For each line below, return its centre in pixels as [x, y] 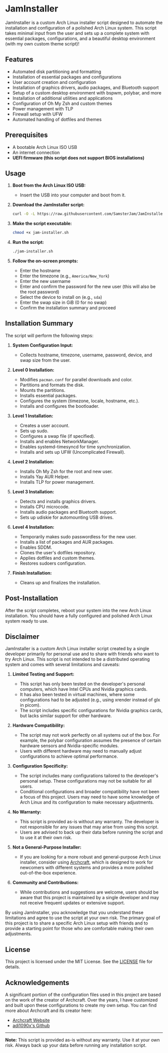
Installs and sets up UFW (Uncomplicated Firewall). [72, 452]
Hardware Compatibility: [38, 726]
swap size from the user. [45, 360]
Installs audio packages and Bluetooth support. [68, 512]
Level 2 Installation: [33, 462]
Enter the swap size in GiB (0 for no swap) [63, 302]
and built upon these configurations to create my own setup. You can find [81, 1006]
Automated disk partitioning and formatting [57, 71]
